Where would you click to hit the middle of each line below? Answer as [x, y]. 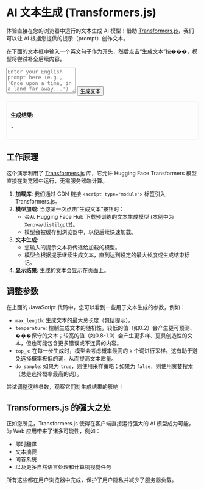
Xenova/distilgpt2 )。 [51, 224]
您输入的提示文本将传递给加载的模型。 [72, 247]
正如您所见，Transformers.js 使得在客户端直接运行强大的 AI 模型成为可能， [100, 424]
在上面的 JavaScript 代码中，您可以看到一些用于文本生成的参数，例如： [96, 307]
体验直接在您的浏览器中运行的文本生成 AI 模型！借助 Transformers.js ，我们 [100, 31]
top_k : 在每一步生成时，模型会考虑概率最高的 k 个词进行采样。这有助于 [104, 351]
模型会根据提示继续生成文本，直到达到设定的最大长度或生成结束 [104, 255]
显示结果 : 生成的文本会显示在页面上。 [62, 270]
